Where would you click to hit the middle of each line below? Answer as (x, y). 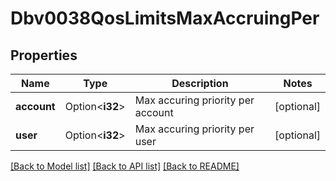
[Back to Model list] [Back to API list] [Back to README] (125, 166)
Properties (44, 55)
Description (200, 83)
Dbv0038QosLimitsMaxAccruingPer (165, 18)
